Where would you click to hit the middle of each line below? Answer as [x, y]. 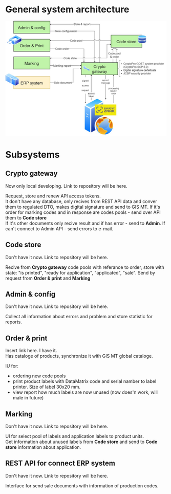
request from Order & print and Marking [48, 278]
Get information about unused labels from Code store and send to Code [81, 442]
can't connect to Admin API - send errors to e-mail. [59, 228]
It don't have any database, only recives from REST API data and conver [81, 201]
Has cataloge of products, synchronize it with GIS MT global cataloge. [79, 356]
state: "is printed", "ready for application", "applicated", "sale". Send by [80, 272]
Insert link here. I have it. [31, 351]
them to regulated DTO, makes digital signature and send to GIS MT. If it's [83, 207]
